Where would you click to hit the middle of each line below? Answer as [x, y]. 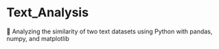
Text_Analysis [48, 13]
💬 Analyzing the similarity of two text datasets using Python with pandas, [109, 31]
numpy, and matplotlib [38, 38]
